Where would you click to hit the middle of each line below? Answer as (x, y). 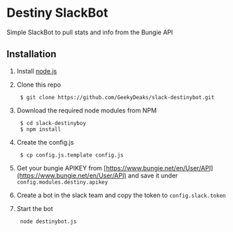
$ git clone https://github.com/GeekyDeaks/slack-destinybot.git (117, 97)
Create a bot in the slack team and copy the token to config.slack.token (121, 195)
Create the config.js (45, 142)
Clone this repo (38, 85)
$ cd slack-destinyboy (53, 123)
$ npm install (41, 129)
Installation (31, 54)
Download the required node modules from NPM (86, 110)
